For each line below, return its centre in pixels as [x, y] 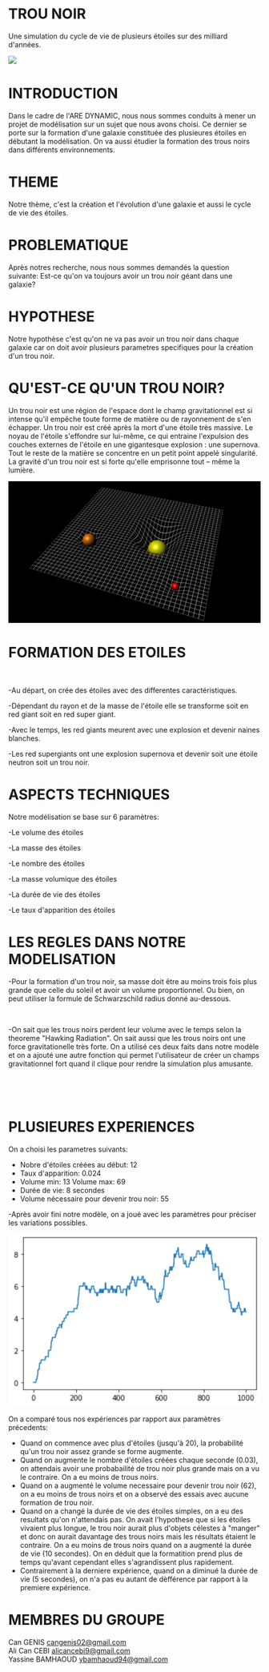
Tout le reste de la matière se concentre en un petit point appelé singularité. [133, 452]
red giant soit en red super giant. [62, 714]
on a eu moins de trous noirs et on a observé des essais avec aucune [134, 1493]
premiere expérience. [55, 1587]
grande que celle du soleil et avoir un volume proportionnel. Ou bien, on [126, 990]
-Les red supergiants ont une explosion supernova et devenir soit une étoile [133, 754]
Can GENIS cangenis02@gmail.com [67, 1642]
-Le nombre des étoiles [47, 863]
